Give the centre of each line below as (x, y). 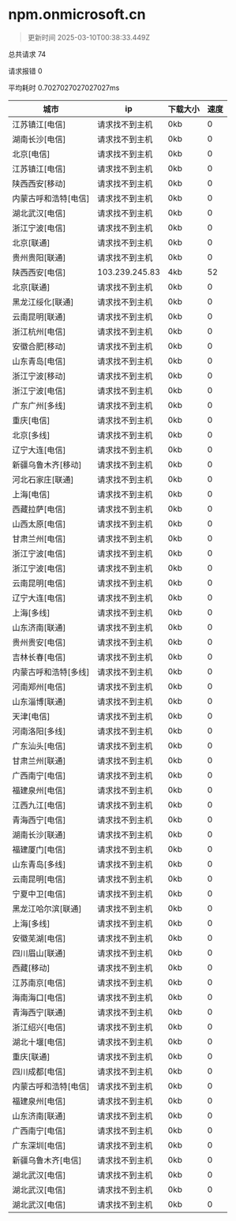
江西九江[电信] (39, 805)
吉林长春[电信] (39, 657)
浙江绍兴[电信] (39, 1027)
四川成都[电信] (39, 1071)
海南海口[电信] (39, 998)
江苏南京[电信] (39, 983)
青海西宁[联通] (39, 1012)
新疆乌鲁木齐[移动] (47, 465)
